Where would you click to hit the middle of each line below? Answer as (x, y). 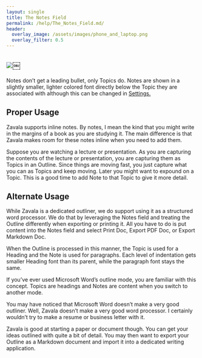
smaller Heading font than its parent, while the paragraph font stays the (96, 262)
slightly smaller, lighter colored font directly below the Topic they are (92, 87)
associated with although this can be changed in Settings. (79, 93)
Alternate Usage (38, 197)
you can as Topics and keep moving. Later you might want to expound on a (100, 171)
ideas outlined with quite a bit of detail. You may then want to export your (98, 336)
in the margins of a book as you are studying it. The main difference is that (99, 133)
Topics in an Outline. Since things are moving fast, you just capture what (96, 164)
